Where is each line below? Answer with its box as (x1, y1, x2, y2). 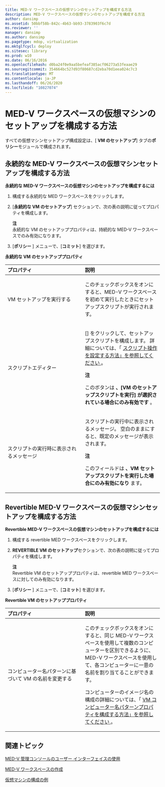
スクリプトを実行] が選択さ (95, 392, 157, 399)
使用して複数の (104, 639, 139, 646)
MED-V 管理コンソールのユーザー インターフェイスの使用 (5, 755, 120, 761)
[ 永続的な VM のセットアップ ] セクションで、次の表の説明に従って (12, 204, 146, 210)
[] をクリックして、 (85, 330, 129, 337)
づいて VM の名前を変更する (7, 675, 72, 682)
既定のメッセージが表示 (99, 433, 154, 440)
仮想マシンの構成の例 (5, 777, 48, 783)
